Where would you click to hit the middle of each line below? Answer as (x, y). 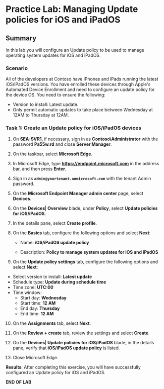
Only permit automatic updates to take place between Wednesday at (83, 110)
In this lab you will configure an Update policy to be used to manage (75, 50)
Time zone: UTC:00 (33, 287)
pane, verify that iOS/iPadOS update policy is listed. (66, 348)
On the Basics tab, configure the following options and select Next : (82, 233)
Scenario (17, 68)
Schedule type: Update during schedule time (59, 282)
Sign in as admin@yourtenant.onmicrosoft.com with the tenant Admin (82, 178)
